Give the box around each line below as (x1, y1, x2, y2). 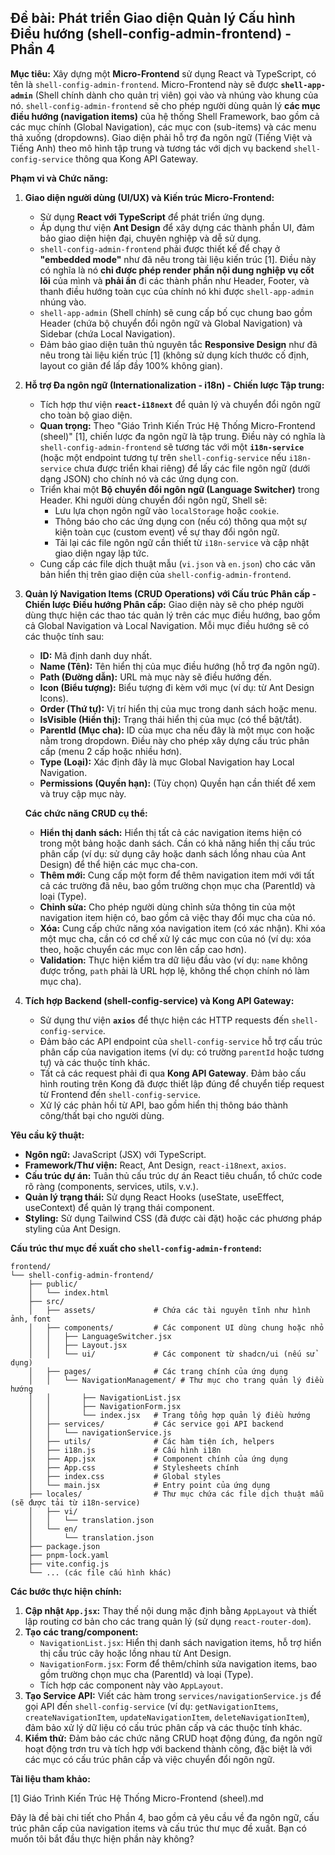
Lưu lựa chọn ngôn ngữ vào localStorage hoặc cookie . (54, 504, 280, 516)
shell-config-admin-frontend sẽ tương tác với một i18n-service (39, 441, 305, 453)
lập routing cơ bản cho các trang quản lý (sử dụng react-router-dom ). (24, 1615, 312, 1627)
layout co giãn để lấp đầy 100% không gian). (39, 359, 223, 371)
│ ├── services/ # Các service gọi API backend (28, 1419, 284, 1429)
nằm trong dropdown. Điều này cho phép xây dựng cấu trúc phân (39, 734, 310, 746)
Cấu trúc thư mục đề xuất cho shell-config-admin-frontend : (10, 1242, 262, 1254)
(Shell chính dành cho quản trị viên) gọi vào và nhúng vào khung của (34, 89, 319, 101)
